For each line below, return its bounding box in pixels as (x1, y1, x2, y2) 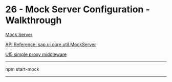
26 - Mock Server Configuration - (5, 4, 150, 15)
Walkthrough (5, 14, 62, 26)
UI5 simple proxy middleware (5, 51, 67, 57)
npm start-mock (5, 66, 39, 72)
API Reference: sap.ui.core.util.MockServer (5, 41, 96, 47)
